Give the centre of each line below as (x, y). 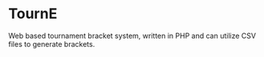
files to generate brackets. (52, 44)
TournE (33, 14)
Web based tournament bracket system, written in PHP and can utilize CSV (132, 36)
